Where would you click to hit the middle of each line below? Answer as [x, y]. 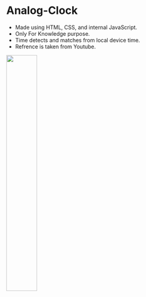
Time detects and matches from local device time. [78, 40]
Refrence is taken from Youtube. [55, 47]
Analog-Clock [42, 11]
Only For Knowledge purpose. [52, 33]
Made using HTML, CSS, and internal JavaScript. [76, 27]
